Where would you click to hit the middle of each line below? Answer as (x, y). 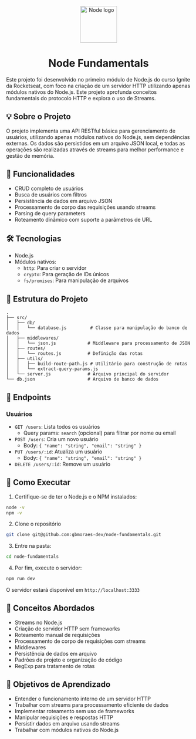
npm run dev (21, 579)
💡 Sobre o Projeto (39, 117)
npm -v (14, 513)
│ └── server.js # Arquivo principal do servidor (87, 374)
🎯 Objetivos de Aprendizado (58, 685)
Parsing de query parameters (50, 213)
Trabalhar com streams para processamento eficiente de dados (92, 705)
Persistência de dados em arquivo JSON (63, 201)
